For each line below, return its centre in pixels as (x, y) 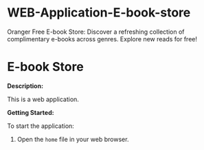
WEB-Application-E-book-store (99, 13)
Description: (25, 86)
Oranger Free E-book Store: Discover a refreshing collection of (96, 32)
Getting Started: (31, 112)
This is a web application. (43, 99)
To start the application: (41, 126)
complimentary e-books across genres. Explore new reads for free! (102, 39)
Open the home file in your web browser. (73, 139)
